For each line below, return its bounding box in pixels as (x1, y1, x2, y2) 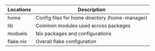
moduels (7, 30, 28, 37)
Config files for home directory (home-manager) (36, 15, 148, 21)
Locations (7, 6, 31, 13)
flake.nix (7, 38, 27, 45)
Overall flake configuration (36, 38, 97, 45)
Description (77, 6, 106, 13)
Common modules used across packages (36, 22, 131, 29)
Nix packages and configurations (36, 30, 112, 37)
